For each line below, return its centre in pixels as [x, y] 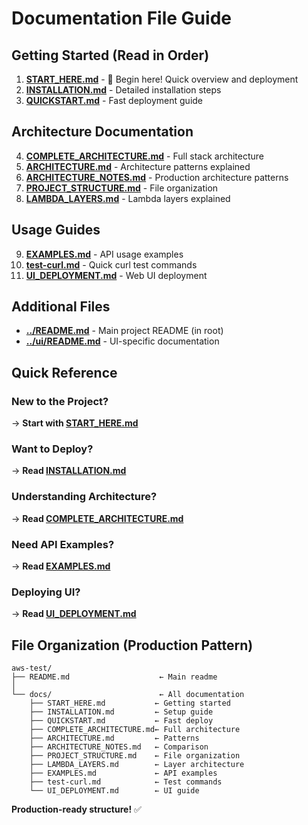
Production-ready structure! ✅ [76, 809]
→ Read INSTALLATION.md [69, 471]
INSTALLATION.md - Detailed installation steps [123, 90]
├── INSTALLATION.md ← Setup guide [121, 712]
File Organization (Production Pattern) [132, 645]
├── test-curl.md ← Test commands [126, 782]
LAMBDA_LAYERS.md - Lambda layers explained [128, 198]
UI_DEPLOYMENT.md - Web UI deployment [116, 275]
